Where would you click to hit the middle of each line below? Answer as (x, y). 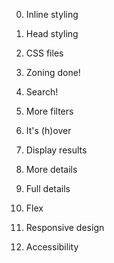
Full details (48, 188)
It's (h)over (48, 130)
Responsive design (65, 227)
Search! (42, 92)
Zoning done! (53, 72)
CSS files (44, 53)
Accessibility (52, 247)
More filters (49, 111)
